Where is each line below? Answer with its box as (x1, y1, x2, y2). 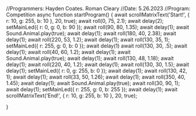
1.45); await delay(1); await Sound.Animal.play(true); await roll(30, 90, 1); (6, 80, 180, 87)
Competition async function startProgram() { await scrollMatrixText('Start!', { (6, 11, 190, 18)
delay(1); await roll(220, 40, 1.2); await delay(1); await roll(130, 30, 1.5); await (6, 61, 190, 68)
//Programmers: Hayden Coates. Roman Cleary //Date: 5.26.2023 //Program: (6, 5, 191, 12)
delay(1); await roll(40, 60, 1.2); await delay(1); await (6, 49, 131, 55)
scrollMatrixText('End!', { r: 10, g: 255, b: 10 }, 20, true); (6, 92, 137, 99)
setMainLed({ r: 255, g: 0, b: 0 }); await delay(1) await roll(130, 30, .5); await (6, 42, 187, 49)
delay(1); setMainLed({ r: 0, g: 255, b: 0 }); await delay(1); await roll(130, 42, (6, 67, 187, 74)
